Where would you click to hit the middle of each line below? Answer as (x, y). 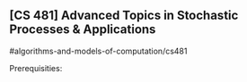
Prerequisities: (36, 68)
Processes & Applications (83, 30)
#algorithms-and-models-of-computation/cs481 (98, 51)
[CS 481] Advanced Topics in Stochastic (124, 16)
